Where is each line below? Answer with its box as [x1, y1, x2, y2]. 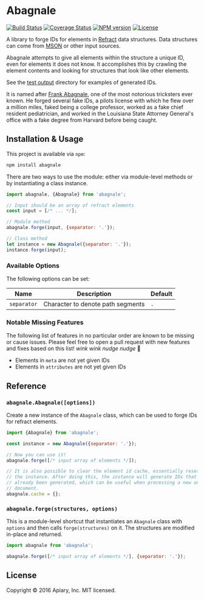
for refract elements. [6, 418, 58, 425]
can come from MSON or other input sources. [6, 42, 121, 49]
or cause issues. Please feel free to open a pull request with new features [6, 339, 190, 346]
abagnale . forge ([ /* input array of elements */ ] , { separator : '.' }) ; [6, 553, 186, 559]
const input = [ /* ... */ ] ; [6, 208, 78, 214]
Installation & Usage [6, 134, 84, 144]
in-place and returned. [6, 531, 63, 538]
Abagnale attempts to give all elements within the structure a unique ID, [6, 54, 185, 61]
